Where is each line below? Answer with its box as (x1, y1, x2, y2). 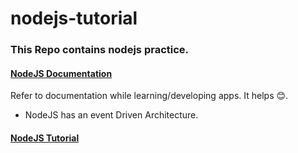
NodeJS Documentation (10, 67, 113, 79)
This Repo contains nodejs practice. (10, 43, 190, 57)
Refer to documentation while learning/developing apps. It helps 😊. (10, 90, 289, 102)
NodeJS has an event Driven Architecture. (24, 109, 199, 121)
